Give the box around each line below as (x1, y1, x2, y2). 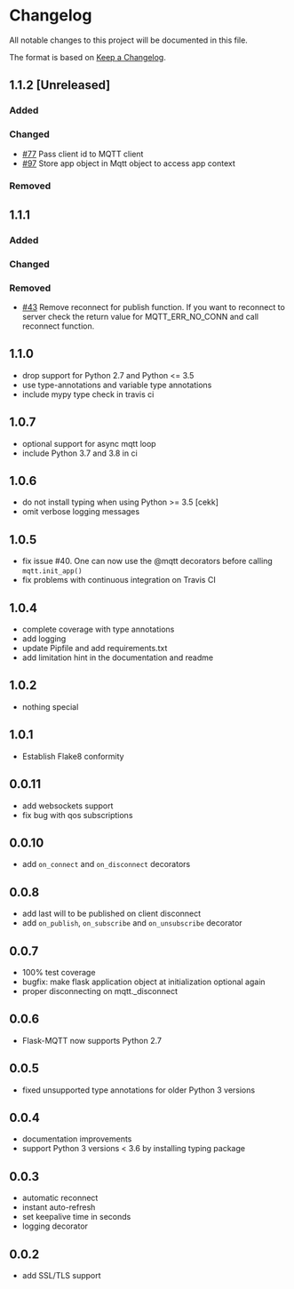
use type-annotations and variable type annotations (21, 379, 212, 390)
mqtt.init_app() (21, 567, 83, 576)
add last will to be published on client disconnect (21, 908, 202, 919)
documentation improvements (21, 1134, 132, 1144)
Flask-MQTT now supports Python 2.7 (21, 1035, 163, 1046)
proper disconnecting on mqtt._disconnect (21, 985, 179, 996)
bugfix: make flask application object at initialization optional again (21, 976, 266, 987)
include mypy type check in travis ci (21, 388, 155, 400)
